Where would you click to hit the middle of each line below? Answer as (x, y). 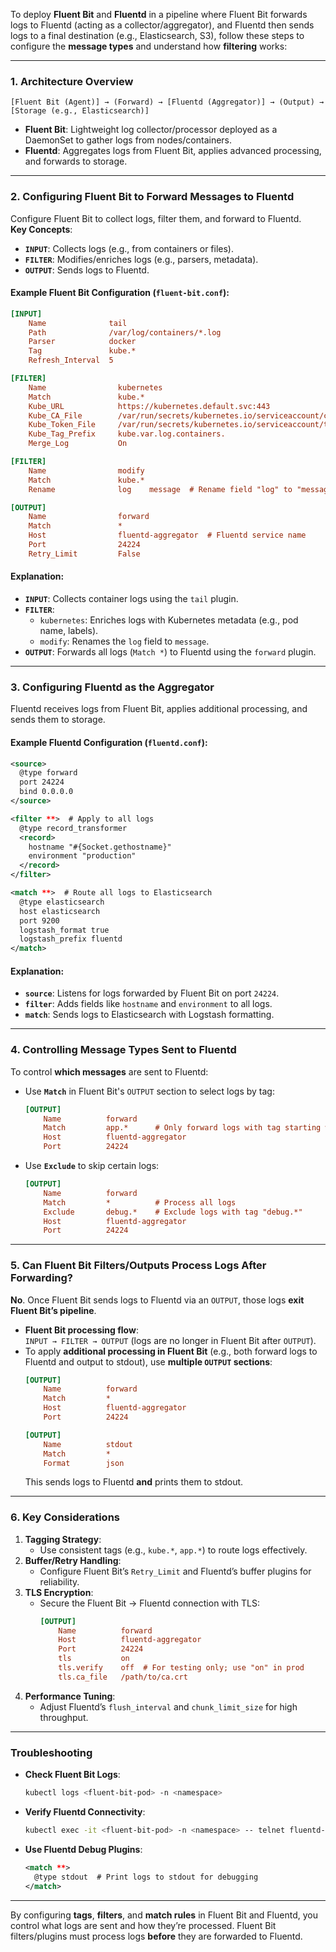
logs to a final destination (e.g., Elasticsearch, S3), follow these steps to (157, 35)
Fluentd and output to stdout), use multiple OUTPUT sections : (148, 1361)
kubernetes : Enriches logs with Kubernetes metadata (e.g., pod (169, 620)
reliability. (59, 1581)
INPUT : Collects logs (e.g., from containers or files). (129, 248)
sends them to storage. (58, 720)
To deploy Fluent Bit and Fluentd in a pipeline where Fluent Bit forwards (159, 14)
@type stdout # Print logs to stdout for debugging (146, 1877)
